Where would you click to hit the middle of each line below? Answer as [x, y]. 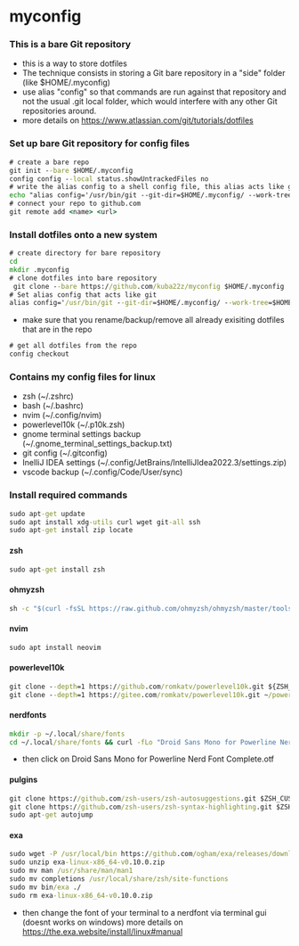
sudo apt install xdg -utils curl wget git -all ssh [105, 522]
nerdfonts [28, 715]
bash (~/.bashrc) [53, 406]
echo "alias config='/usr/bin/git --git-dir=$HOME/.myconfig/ [127, 195]
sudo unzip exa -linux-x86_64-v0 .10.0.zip [87, 862]
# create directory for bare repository [85, 253]
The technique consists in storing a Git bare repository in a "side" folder [154, 73]
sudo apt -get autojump [51, 815]
